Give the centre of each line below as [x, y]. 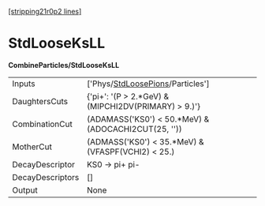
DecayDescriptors [46, 177]
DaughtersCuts [40, 101]
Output [25, 190]
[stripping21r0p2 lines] [45, 11]
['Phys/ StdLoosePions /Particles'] [148, 84]
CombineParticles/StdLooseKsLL [64, 65]
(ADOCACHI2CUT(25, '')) [134, 129]
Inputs [24, 84]
